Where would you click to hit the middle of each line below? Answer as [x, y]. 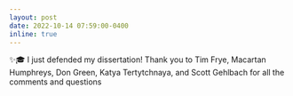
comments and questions [55, 82]
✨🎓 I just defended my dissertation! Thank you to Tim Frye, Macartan [138, 60]
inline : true [33, 34]
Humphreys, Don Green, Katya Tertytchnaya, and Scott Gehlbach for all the [147, 73]
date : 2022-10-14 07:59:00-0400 [69, 26]
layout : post [33, 17]
